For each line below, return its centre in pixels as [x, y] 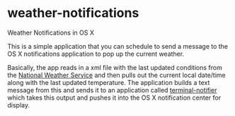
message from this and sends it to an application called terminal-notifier [112, 90]
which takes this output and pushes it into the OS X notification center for [114, 98]
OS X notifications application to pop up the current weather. [96, 54]
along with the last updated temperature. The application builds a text [109, 82]
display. [19, 105]
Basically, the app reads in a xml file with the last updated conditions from [115, 67]
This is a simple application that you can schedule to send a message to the [118, 46]
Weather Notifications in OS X [51, 33]
